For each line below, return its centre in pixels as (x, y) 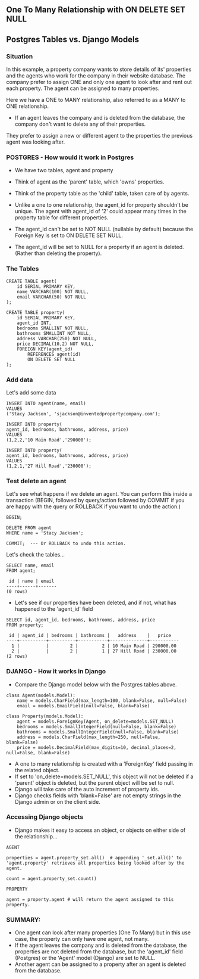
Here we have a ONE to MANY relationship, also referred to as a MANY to (96, 100)
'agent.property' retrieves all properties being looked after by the (95, 863)
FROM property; (25, 625)
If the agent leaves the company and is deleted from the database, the (101, 945)
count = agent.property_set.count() (51, 878)
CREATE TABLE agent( (32, 281)
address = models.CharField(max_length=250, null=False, (89, 737)
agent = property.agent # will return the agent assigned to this (90, 899)
